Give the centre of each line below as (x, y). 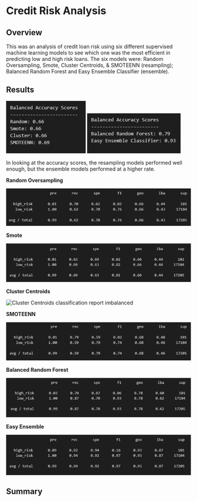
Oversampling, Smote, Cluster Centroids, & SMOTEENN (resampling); (90, 65)
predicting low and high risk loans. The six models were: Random (85, 59)
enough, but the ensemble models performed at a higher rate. (81, 169)
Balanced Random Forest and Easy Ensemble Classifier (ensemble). (88, 71)
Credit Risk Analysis (56, 11)
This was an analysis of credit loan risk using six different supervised (89, 46)
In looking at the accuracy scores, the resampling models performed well (94, 162)
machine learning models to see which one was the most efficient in (88, 53)
